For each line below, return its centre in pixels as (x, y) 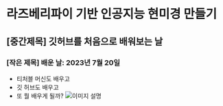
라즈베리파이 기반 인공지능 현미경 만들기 (112, 14)
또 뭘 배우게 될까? (40, 96)
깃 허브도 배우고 (37, 87)
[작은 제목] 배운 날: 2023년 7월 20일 (63, 62)
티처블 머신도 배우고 (43, 79)
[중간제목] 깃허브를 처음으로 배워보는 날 (85, 41)
